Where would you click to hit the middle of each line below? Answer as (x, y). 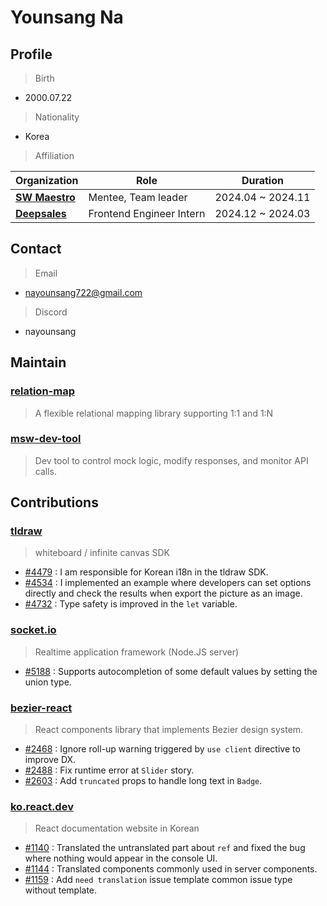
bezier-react (41, 708)
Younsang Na (67, 17)
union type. (48, 682)
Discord (51, 312)
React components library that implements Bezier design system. (169, 730)
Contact (36, 249)
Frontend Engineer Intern (147, 213)
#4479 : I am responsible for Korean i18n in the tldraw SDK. (146, 572)
